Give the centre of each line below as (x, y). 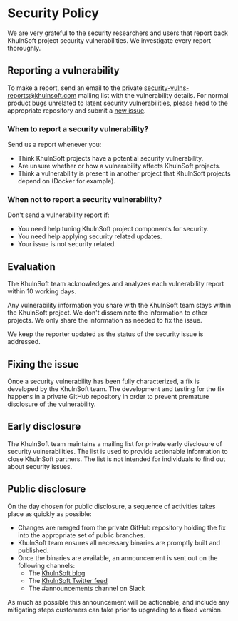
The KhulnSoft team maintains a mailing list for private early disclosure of (115, 443)
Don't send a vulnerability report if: (58, 215)
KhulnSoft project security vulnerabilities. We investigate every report (109, 40)
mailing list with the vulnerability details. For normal (153, 95)
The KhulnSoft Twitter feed (68, 580)
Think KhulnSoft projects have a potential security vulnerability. (110, 158)
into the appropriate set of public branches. (81, 535)
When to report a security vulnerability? (78, 128)
